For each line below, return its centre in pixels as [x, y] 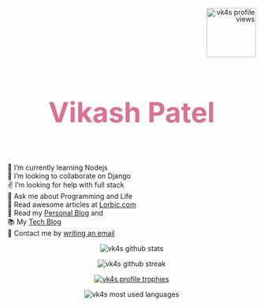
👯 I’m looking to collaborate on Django [69, 176]
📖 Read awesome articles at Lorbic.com [72, 204]
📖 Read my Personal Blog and [56, 212]
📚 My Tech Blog [35, 222]
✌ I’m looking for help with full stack [66, 185]
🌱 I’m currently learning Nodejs [58, 167]
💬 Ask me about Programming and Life [70, 196]
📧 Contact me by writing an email [61, 233]
